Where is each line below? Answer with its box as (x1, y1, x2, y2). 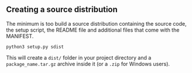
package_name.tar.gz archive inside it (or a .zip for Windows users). (6, 60, 170, 67)
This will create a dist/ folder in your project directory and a (6, 54, 152, 61)
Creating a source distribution (6, 5, 118, 15)
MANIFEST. (6, 32, 34, 40)
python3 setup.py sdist (6, 44, 64, 50)
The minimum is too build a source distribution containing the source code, (6, 20, 187, 27)
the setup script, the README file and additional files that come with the (6, 26, 180, 33)
